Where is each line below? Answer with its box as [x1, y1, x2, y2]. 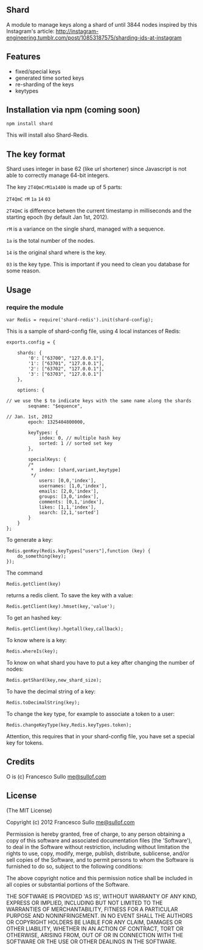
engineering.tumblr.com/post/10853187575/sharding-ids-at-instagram [6, 33, 182, 41]
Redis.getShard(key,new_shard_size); [6, 677, 102, 683]
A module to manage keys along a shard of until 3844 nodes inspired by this [6, 21, 198, 28]
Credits [6, 757, 35, 767]
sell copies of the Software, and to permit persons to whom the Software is [6, 856, 194, 863]
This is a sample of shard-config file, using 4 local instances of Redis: [6, 327, 181, 335]
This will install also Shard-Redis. [6, 131, 89, 139]
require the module [6, 303, 64, 311]
